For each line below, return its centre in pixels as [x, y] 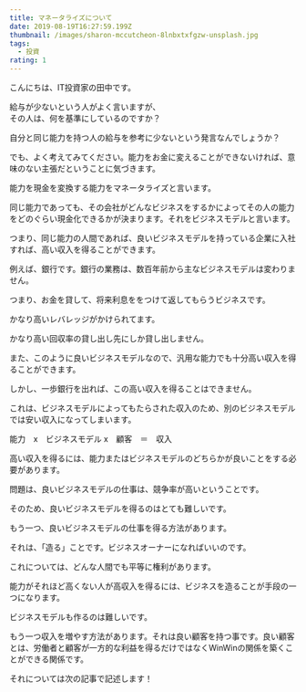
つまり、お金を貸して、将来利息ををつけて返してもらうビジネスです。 [140, 299]
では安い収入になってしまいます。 [73, 419]
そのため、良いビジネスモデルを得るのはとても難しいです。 [121, 509]
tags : [20, 43]
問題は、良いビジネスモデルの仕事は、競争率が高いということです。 [137, 489]
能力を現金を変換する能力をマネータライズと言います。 [113, 188]
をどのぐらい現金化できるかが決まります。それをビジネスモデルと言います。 [152, 219]
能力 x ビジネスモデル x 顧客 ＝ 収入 [91, 439]
